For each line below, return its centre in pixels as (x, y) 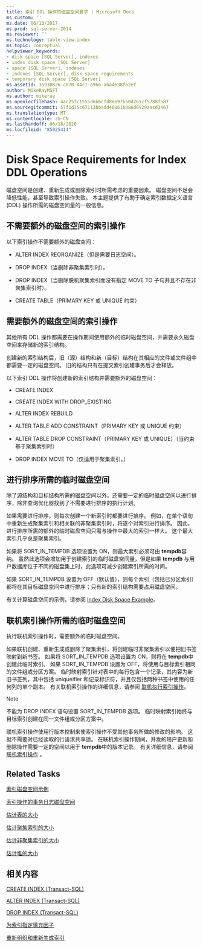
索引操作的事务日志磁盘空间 (41, 802)
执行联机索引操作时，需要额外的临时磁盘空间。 (64, 636)
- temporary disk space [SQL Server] (54, 79)
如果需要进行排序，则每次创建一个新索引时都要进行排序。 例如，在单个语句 (100, 516)
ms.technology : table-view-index (48, 40)
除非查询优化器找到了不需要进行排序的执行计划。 (78, 503)
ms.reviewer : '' (27, 34)
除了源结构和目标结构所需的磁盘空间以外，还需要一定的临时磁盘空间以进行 (99, 495)
